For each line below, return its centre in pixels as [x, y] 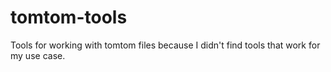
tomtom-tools [69, 17]
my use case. [38, 55]
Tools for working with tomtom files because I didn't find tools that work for [165, 45]
